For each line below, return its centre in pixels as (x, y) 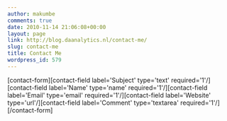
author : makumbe (31, 14)
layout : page (27, 34)
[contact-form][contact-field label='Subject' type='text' (89, 80)
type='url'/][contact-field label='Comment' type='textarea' (93, 103)
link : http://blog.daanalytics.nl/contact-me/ (77, 40)
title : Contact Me (34, 54)
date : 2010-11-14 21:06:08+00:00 (57, 27)
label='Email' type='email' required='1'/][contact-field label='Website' (109, 95)
